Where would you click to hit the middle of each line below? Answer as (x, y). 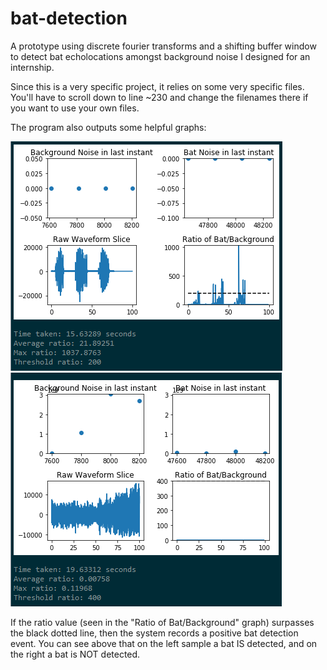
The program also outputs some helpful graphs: (108, 127)
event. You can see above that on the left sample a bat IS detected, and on (164, 643)
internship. (32, 67)
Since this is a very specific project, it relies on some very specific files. (157, 86)
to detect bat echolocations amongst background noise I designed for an (160, 56)
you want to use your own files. (75, 108)
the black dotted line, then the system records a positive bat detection (154, 633)
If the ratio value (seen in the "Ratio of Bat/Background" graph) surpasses (162, 622)
